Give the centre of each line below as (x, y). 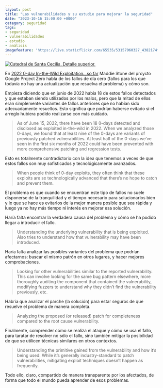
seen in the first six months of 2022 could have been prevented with (85, 144)
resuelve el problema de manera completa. (48, 307)
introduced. (28, 242)
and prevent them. (35, 183)
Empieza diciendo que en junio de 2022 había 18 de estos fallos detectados (81, 93)
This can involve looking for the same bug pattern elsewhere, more (84, 276)
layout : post (18, 9)
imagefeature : (19, 50)
